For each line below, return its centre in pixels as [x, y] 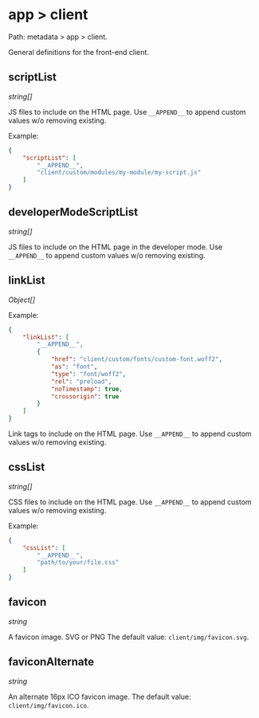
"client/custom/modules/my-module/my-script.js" [119, 173]
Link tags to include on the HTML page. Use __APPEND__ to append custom [130, 434]
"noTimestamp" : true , [87, 389]
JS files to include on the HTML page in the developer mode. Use [116, 247]
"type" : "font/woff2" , [88, 374]
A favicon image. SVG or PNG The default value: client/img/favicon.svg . [129, 637]
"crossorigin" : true [85, 396]
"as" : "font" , [74, 367]
